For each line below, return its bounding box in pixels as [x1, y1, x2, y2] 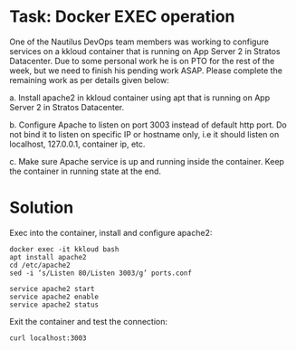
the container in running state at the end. [9, 166, 161, 176]
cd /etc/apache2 [9, 260, 71, 270]
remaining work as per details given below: [9, 74, 170, 85]
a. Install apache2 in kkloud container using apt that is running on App [9, 92, 271, 103]
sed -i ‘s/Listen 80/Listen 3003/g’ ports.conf [9, 269, 193, 278]
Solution [9, 197, 74, 218]
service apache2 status [9, 300, 100, 309]
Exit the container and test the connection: [9, 316, 168, 326]
